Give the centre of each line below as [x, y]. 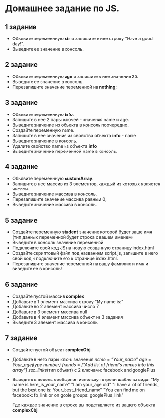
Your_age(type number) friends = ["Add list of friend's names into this [83, 364]
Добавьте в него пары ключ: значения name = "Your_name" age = [82, 359]
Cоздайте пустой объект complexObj [51, 350]
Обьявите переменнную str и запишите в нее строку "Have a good [82, 38]
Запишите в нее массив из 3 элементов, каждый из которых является [86, 184]
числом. [21, 189]
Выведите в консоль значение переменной [58, 243]
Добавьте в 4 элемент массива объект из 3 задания [67, 317]
